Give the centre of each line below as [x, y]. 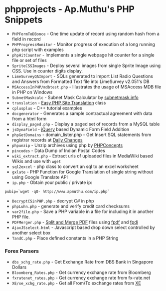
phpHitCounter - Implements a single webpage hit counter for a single [83, 55]
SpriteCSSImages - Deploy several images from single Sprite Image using [86, 65]
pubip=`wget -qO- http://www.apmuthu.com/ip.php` [57, 191]
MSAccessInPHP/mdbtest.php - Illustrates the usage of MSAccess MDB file [86, 86]
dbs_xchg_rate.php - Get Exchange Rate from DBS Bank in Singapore [82, 262]
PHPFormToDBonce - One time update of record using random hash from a [86, 33]
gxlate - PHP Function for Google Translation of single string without [82, 171]
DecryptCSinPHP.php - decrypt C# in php [53, 200]
